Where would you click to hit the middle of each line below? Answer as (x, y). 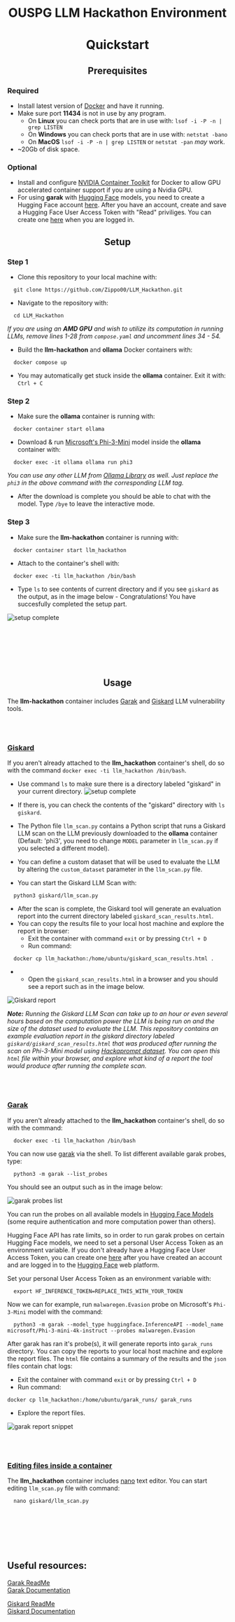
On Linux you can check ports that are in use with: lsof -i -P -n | (125, 121)
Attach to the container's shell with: (69, 563)
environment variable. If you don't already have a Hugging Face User (107, 1250)
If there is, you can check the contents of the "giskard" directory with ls (121, 805)
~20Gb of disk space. (49, 149)
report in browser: (43, 931)
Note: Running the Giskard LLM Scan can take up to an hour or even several (117, 1014)
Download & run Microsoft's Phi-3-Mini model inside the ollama (109, 442)
